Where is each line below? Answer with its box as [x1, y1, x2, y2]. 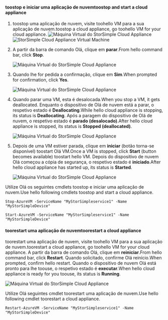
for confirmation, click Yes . [12, 77, 69, 83]
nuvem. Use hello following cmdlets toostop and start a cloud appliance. [5, 190, 153, 196]
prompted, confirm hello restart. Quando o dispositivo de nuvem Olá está [5, 260, 157, 266]
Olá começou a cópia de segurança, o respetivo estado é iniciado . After [12, 159, 161, 165]
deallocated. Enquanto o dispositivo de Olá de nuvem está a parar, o [12, 102, 154, 108]
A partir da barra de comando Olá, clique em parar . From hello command [12, 47, 162, 53]
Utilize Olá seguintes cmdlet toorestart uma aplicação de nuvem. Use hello [5, 291, 158, 297]
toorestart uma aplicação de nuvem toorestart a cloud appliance [5, 227, 142, 234]
